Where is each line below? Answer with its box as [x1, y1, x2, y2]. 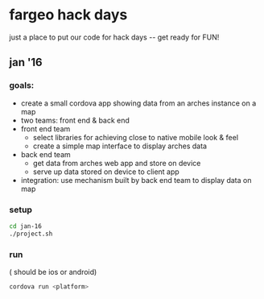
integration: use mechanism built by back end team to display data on [20, 175, 252, 185]
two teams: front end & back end [20, 115, 130, 125]
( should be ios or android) [9, 267, 97, 276]
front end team [20, 123, 71, 134]
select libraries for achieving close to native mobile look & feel [32, 132, 239, 142]
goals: [9, 80, 35, 91]
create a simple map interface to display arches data [32, 141, 208, 151]
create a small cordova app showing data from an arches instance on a [20, 98, 257, 108]
